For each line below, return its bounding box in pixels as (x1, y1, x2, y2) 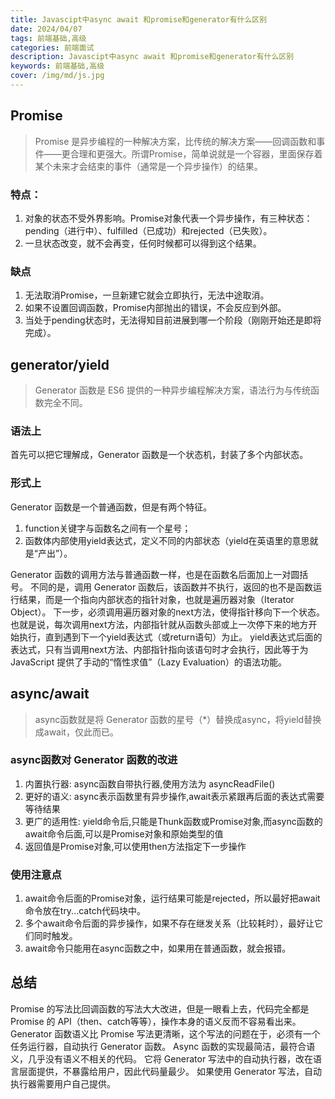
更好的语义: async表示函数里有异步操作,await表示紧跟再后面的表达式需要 (24, 790, 325, 802)
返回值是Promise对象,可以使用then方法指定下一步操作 (24, 840, 247, 852)
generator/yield (10, 356, 110, 373)
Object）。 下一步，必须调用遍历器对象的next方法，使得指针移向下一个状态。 (10, 606, 325, 618)
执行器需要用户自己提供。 (10, 1077, 116, 1090)
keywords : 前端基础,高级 (10, 61, 105, 71)
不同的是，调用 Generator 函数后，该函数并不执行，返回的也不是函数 (29, 581, 314, 593)
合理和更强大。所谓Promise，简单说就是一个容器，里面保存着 (69, 147, 323, 160)
